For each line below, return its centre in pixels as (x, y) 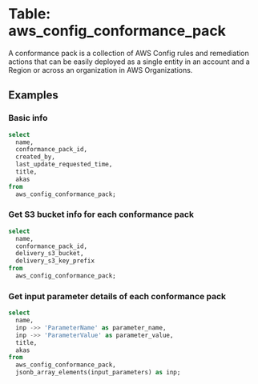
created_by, (36, 157)
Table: (30, 14)
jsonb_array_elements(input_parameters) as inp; (98, 373)
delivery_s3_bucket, (50, 254)
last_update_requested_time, (64, 165)
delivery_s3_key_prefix (55, 261)
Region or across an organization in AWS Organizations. (101, 70)
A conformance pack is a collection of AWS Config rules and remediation (129, 53)
